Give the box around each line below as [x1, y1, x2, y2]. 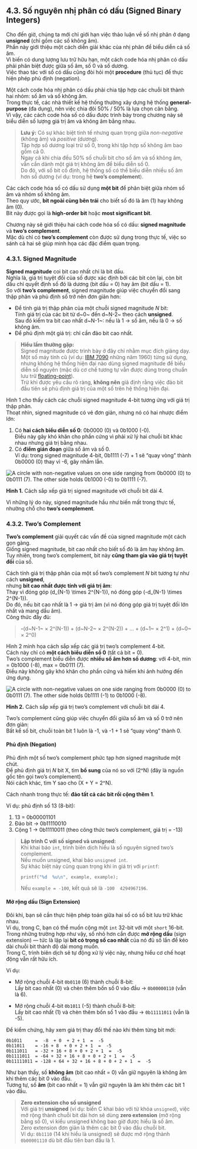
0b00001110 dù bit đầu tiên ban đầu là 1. [20, 1137, 115, 1144]
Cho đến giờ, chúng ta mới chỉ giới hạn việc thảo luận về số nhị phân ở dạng [6, 31, 190, 38]
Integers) [6, 15, 41, 25]
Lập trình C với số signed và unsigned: [20, 837, 116, 845]
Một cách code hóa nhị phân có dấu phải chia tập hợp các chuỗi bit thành [6, 86, 185, 93]
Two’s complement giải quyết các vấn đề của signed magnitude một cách [6, 533, 186, 541]
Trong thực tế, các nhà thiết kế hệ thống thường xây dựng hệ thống [6, 99, 169, 106]
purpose [6, 105, 28, 112]
